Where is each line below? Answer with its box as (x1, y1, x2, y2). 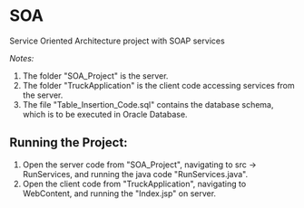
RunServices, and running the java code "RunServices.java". (22, 168, 249, 179)
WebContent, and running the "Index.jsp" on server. (22, 187, 216, 199)
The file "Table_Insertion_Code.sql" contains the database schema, (22, 99, 274, 109)
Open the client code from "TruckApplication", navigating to (22, 178, 247, 189)
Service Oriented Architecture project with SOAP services (9, 35, 225, 46)
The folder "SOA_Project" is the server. (22, 70, 169, 81)
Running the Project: (9, 135, 129, 150)
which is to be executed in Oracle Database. (22, 109, 188, 119)
